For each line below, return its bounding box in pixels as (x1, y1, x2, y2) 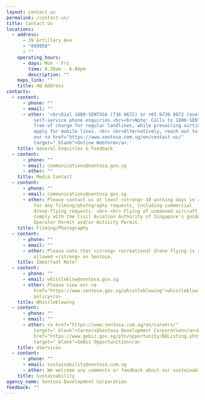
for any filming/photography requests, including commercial (33, 202, 192, 209)
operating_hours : (17, 54, 62, 61)
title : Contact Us (6, 20, 53, 26)
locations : (6, 26, 34, 32)
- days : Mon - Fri (22, 60, 70, 66)
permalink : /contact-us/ (6, 15, 70, 21)
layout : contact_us (6, 9, 56, 15)
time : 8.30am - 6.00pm (28, 65, 86, 72)
